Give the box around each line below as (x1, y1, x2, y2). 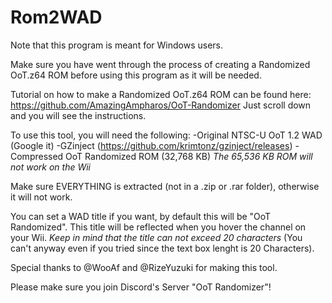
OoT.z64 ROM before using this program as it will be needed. (10, 69, 262, 81)
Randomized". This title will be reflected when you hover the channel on (10, 221, 307, 233)
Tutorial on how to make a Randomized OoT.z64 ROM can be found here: (10, 88, 312, 100)
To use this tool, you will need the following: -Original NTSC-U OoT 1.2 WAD (10, 129, 323, 141)
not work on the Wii (10, 161, 92, 173)
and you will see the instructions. (10, 109, 147, 121)
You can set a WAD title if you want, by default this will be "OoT (10, 210, 272, 222)
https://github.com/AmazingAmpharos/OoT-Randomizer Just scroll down (10, 99, 312, 111)
